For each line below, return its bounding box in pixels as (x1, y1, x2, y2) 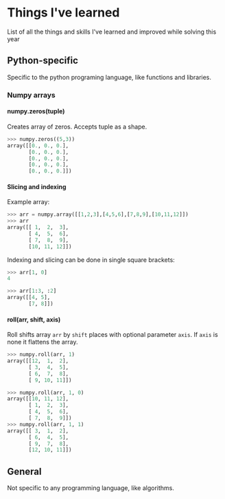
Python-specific (7, 55, 79, 67)
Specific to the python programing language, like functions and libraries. (7, 73, 211, 81)
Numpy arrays (7, 90, 56, 100)
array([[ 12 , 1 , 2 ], (7, 357, 69, 365)
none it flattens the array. (7, 338, 78, 346)
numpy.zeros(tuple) (7, 107, 65, 115)
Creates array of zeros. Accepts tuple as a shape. (7, 122, 147, 131)
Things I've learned (7, 5, 120, 21)
